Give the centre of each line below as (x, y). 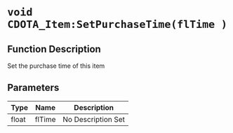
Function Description (54, 49)
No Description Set (94, 119)
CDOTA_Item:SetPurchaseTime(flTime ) (118, 25)
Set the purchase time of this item (56, 66)
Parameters (33, 88)
